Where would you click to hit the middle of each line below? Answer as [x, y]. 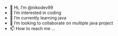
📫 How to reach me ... [32, 28]
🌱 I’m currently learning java [38, 18]
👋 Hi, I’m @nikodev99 [31, 8]
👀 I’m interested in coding [35, 13]
